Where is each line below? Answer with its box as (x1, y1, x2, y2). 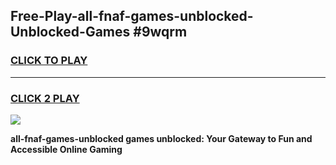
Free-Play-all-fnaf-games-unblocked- (10, 8, 254, 25)
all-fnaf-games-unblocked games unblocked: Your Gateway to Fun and (10, 132, 313, 144)
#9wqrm (133, 24, 188, 41)
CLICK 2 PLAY (10, 91, 80, 105)
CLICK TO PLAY (10, 54, 88, 68)
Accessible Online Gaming (10, 143, 123, 155)
